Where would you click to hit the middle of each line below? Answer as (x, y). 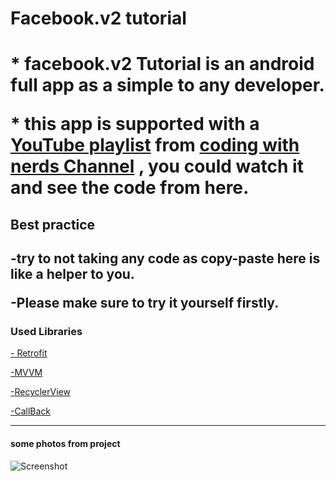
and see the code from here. (130, 188)
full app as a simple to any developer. (167, 85)
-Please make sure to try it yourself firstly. (145, 303)
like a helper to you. (72, 274)
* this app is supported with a (135, 124)
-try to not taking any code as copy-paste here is (165, 258)
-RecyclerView (40, 392)
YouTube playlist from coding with (155, 145)
